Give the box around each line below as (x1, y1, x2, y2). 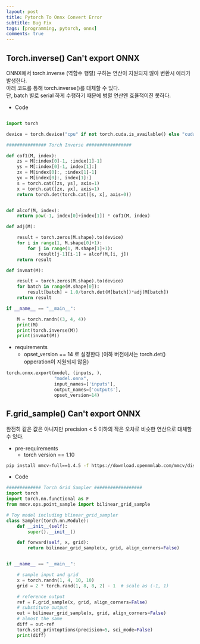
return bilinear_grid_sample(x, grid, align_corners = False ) (27, 545, 180, 551)
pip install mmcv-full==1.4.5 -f (6, 462, 89, 468)
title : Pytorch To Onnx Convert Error (6, 14, 102, 20)
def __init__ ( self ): (17, 523, 68, 529)
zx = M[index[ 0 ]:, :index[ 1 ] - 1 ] (17, 169, 97, 176)
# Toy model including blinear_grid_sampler (6, 512, 118, 518)
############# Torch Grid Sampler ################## (6, 485, 143, 491)
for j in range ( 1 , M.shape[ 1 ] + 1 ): (27, 245, 113, 251)
